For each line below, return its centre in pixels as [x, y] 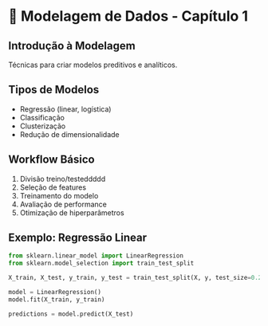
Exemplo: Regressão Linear [78, 238]
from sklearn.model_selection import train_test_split [101, 263]
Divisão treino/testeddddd [63, 179]
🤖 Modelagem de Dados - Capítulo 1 [128, 16]
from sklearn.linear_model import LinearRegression [96, 256]
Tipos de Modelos [54, 90]
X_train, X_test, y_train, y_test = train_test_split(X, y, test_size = [130, 278]
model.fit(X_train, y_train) [57, 299]
